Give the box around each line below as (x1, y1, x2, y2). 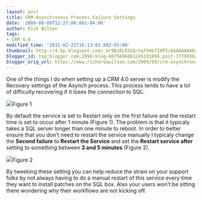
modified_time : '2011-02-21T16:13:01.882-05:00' (6, 43, 130, 49)
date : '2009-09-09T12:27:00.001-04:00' (6, 20, 106, 26)
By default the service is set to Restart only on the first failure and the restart (6, 112, 196, 119)
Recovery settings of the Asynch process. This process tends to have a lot (6, 81, 191, 89)
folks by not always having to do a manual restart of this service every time (6, 174, 192, 181)
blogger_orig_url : (6, 59, 52, 65)
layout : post (6, 8, 39, 15)
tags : (6, 31, 20, 37)
